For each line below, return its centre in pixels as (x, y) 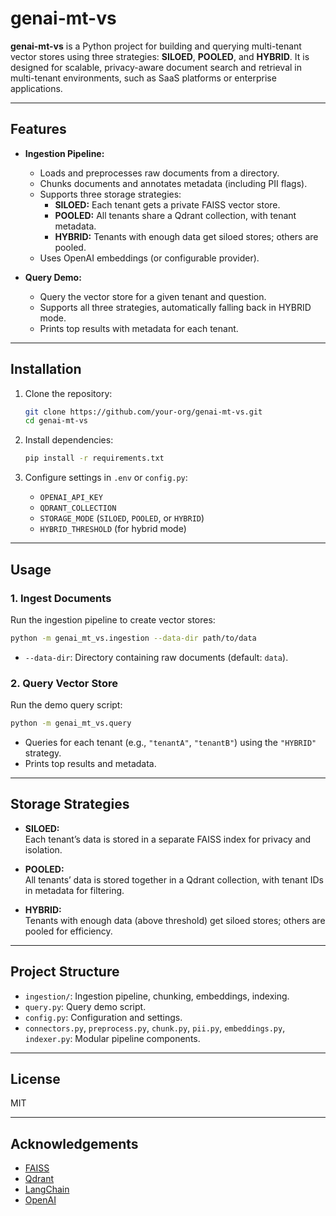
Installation (46, 369)
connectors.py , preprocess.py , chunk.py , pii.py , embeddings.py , (155, 1028)
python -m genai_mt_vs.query (71, 723)
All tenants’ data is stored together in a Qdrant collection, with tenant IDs (174, 879)
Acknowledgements (74, 1143)
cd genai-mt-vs (56, 421)
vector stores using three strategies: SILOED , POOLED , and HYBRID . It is (160, 56)
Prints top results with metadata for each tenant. (139, 328)
